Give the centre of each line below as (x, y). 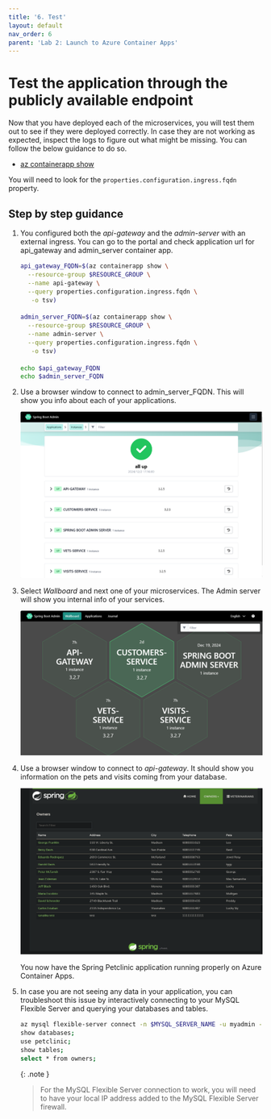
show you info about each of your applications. (98, 401)
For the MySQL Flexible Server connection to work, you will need (148, 1089)
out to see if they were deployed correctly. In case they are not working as (132, 131)
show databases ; (47, 1033)
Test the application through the (118, 83)
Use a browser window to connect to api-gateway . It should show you (137, 768)
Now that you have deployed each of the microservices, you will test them (131, 123)
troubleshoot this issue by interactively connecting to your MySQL (130, 1000)
